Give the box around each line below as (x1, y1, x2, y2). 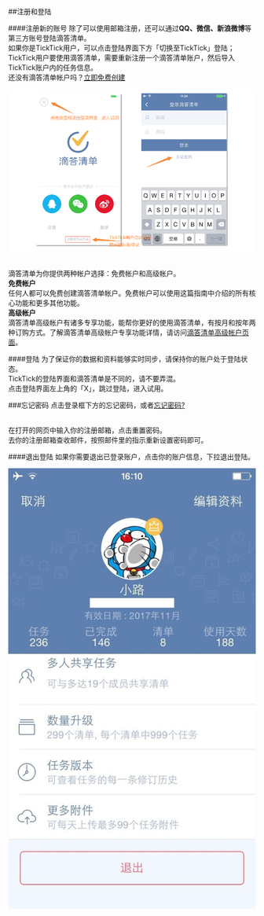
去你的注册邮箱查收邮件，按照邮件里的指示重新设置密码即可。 (8, 436, 208, 445)
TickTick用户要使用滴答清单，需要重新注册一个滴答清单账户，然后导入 (8, 53, 236, 62)
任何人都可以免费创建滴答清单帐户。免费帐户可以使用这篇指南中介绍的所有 (8, 289, 249, 298)
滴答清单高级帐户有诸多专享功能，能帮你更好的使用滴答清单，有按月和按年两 (8, 318, 256, 328)
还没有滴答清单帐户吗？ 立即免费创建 (8, 73, 126, 82)
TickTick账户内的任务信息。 (8, 63, 98, 72)
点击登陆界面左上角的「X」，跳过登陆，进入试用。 (8, 384, 168, 393)
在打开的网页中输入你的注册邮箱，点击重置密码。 (8, 425, 167, 435)
